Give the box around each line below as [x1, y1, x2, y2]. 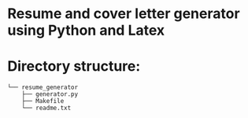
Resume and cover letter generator [7, 5, 241, 23]
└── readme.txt [21, 104, 72, 112]
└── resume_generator [7, 83, 79, 91]
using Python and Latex [7, 21, 165, 39]
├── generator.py [21, 90, 79, 98]
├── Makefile [21, 98, 65, 105]
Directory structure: [7, 57, 141, 76]
